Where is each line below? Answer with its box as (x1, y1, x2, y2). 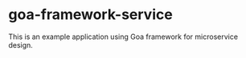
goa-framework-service (8, 6, 173, 24)
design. (8, 40, 34, 49)
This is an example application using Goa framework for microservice (8, 32, 239, 41)
